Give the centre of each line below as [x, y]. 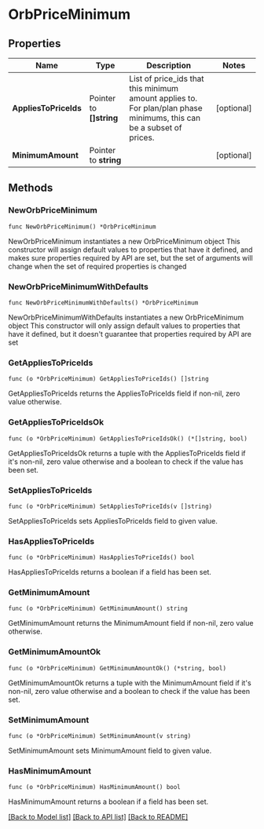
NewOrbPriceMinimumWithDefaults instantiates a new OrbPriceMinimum [126, 317]
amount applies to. [163, 98]
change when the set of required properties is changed [97, 266]
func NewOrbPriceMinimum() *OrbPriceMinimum [82, 226]
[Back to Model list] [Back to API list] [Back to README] [98, 817]
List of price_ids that [167, 79]
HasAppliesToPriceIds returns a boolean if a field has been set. [110, 572]
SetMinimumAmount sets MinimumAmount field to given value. [110, 750]
